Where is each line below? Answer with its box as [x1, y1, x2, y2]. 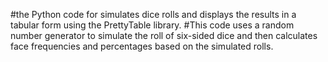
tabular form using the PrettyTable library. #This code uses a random [10, 19, 295, 31]
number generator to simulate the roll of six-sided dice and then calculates [10, 30, 318, 41]
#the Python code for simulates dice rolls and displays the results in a [10, 9, 297, 20]
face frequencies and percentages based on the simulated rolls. [10, 40, 274, 52]
